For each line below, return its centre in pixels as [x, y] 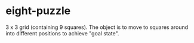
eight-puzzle [38, 11]
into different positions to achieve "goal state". [62, 33]
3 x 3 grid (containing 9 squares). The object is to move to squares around [97, 27]
